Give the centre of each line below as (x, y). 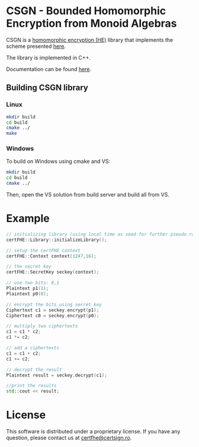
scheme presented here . (36, 46)
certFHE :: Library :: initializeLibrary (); (57, 240)
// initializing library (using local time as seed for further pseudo (96, 234)
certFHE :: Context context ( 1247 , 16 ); (51, 256)
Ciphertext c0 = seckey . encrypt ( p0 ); (53, 316)
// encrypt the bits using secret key (54, 304)
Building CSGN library (47, 88)
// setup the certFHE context (44, 250)
